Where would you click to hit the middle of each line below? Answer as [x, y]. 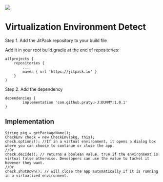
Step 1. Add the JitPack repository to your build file [56, 40]
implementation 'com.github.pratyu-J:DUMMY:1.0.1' [75, 102]
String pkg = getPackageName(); [38, 133]
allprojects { [20, 59]
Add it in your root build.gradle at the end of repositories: [62, 50]
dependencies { [20, 98]
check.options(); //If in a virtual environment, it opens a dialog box [81, 142]
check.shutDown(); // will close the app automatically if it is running [82, 171]
